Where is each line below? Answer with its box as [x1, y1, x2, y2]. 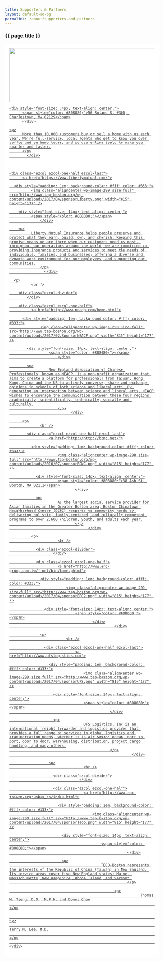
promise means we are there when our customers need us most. [9, 239, 139, 244]
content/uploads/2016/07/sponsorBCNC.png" [9, 461, 97, 466]
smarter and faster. [9, 144, 51, 149]
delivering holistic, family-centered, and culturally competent [9, 512, 145, 517]
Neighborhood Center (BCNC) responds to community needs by [9, 508, 134, 513]
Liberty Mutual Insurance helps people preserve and [31, 230, 141, 236]
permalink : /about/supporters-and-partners [5, 16, 95, 21]
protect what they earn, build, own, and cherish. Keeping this [9, 235, 143, 240]
